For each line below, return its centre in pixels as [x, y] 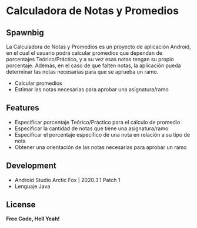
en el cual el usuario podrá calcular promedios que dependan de [84, 53]
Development [31, 166]
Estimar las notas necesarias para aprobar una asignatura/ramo [91, 89]
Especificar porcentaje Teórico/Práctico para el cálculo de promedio [97, 122]
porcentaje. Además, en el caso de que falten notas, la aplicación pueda [94, 65]
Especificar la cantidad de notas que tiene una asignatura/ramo [91, 128]
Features [23, 108]
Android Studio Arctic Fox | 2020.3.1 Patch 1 [67, 180]
